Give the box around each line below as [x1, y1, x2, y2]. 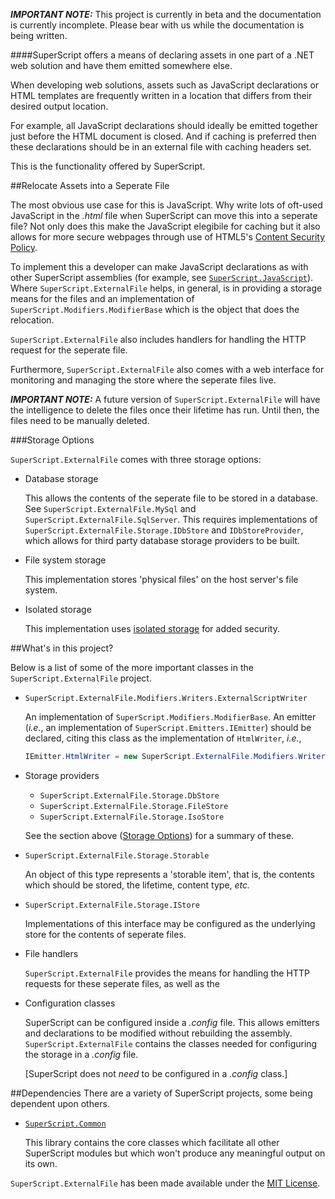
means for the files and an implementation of [10, 293, 195, 304]
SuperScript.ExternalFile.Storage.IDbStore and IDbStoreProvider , [24, 524, 304, 536]
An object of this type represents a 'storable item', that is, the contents [24, 868, 315, 880]
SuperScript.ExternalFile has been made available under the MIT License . [10, 1177, 321, 1189]
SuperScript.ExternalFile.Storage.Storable [24, 850, 210, 861]
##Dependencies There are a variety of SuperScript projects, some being [10, 1087, 313, 1099]
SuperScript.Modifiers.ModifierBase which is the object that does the [10, 304, 300, 315]
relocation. [10, 314, 55, 326]
